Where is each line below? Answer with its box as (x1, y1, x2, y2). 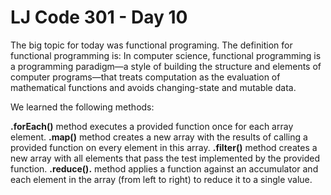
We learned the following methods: (10, 101, 155, 113)
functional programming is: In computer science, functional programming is (10, 49, 322, 61)
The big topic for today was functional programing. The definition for (10, 39, 293, 51)
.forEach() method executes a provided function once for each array (10, 120, 294, 132)
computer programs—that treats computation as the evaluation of (10, 71, 281, 83)
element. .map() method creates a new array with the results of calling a (10, 131, 308, 143)
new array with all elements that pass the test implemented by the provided (10, 152, 321, 164)
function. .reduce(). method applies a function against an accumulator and (10, 162, 319, 175)
